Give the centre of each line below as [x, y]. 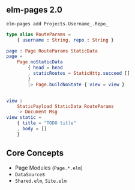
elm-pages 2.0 [34, 10]
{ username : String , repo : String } [65, 40]
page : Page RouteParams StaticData [52, 51]
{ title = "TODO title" [47, 123]
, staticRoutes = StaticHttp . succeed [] [79, 74]
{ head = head [45, 68]
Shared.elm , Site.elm [41, 180]
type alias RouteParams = [38, 34]
